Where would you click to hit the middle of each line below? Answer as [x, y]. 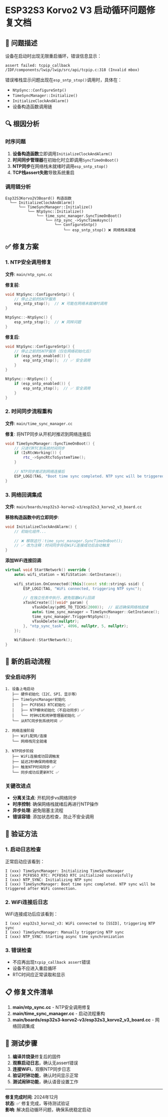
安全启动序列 [21, 677]
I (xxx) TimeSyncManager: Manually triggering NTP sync [64, 932]
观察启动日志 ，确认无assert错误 [45, 1063]
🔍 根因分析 [22, 124]
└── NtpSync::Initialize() [55, 212]
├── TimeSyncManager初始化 [39, 699]
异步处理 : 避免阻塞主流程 [38, 810]
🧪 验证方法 [21, 834]
